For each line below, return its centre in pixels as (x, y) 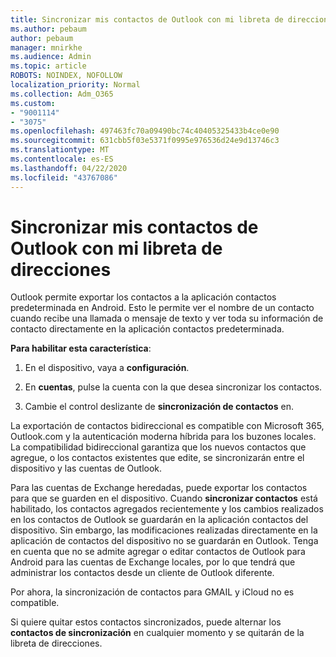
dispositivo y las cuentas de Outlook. (86, 468)
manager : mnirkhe (46, 47)
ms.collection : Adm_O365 (62, 94)
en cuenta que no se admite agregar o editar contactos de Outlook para (158, 552)
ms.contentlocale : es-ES (62, 159)
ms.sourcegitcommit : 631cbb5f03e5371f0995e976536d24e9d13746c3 (145, 141)
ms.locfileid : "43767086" (64, 177)
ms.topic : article (48, 66)
